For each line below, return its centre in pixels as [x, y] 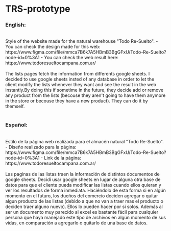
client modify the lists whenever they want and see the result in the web [81, 85]
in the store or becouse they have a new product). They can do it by [77, 101]
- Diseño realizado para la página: [41, 147]
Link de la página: [63, 158]
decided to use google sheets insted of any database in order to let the [80, 79]
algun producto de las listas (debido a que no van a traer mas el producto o [84, 201]
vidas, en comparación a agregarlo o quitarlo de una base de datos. [77, 223]
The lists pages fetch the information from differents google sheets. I [78, 74]
